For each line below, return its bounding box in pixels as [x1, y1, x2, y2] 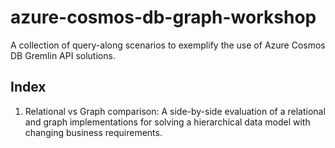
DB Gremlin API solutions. [10, 49, 116, 61]
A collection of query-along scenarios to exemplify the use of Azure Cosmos [10, 39, 326, 51]
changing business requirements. [24, 126, 163, 138]
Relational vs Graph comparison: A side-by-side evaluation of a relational [24, 105, 326, 117]
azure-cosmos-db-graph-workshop [10, 6, 317, 29]
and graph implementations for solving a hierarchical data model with [24, 116, 311, 128]
